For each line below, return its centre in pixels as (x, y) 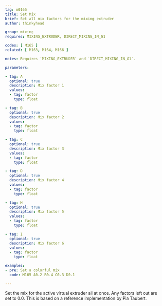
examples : (15, 266)
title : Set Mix (20, 14)
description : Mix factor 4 (37, 180)
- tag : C (14, 140)
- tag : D (14, 171)
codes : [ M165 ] (21, 45)
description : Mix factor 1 (37, 86)
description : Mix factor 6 (37, 243)
